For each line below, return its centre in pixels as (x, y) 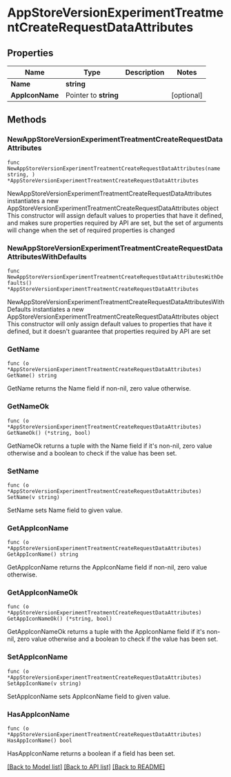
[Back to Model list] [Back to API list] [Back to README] (86, 767)
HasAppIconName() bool (40, 741)
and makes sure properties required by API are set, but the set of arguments (115, 223)
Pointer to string (92, 95)
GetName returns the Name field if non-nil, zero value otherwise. (99, 388)
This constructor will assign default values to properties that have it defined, (115, 215)
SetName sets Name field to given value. (65, 510)
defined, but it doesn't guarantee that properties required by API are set (109, 331)
